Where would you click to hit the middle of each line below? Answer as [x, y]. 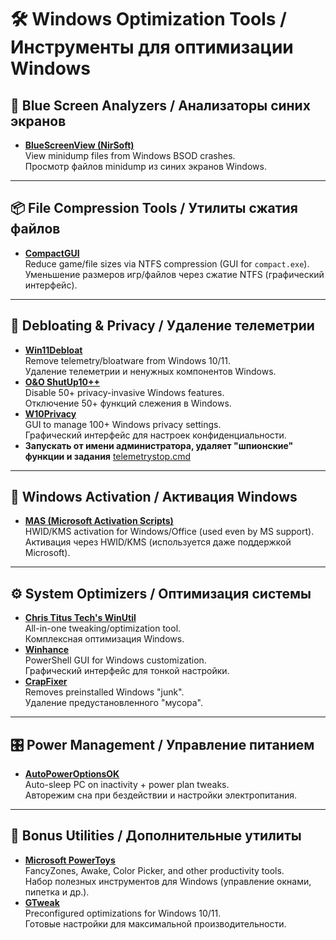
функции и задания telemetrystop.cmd [108, 456]
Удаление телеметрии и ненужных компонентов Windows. [150, 371]
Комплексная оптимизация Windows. [104, 639]
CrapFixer [46, 682]
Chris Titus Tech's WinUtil [80, 618]
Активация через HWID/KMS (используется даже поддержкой [158, 542]
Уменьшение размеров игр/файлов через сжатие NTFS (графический [174, 274]
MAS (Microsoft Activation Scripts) [99, 521]
